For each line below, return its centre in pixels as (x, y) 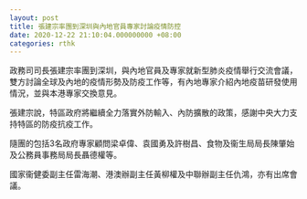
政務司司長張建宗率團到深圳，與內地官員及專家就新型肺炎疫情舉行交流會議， (153, 70)
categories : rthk (42, 43)
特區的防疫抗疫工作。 (57, 124)
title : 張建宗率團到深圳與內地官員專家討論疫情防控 (95, 26)
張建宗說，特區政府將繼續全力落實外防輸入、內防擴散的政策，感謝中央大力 (149, 113)
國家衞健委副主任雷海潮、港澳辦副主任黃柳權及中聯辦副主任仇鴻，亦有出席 (149, 174)
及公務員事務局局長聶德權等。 (65, 155)
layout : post (34, 18)
